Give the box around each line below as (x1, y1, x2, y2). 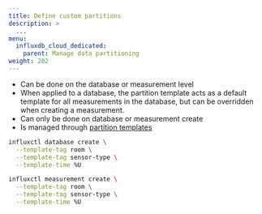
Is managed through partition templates (19, 122, 152, 132)
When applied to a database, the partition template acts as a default (19, 88, 247, 97)
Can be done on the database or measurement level (19, 79, 195, 89)
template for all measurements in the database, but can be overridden (19, 96, 254, 106)
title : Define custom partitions (8, 11, 122, 20)
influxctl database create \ (8, 138, 107, 146)
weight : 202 (8, 58, 49, 66)
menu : (8, 34, 27, 43)
